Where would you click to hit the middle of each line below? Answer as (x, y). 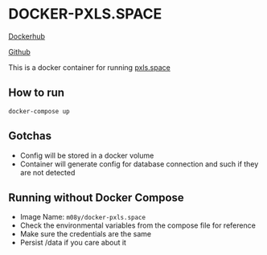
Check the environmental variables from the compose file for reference (138, 225)
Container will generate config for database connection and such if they (139, 164)
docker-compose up (39, 111)
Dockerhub (27, 36)
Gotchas (30, 136)
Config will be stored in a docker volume (87, 155)
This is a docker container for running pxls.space (89, 67)
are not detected (47, 172)
